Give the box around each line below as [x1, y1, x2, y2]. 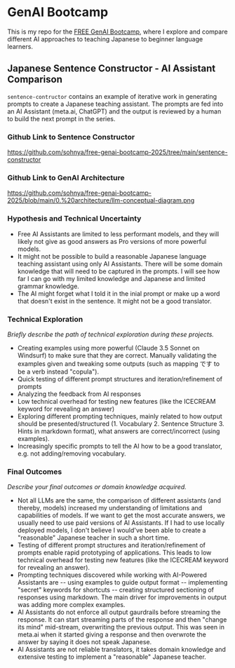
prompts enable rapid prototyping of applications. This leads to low [17, 548, 212, 557]
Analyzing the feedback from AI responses [17, 390, 142, 398]
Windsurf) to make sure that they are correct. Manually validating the [17, 351, 217, 360]
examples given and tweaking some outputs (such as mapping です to [17, 359, 220, 368]
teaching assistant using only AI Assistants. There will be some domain [17, 259, 223, 268]
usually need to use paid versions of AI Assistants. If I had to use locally [17, 519, 225, 527]
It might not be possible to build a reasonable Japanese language [17, 252, 207, 260]
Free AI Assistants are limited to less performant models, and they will [17, 229, 220, 238]
